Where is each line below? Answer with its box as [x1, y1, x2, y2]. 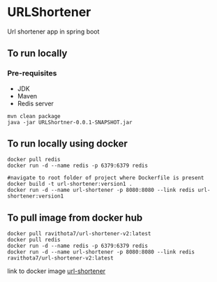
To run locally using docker [7, 138, 128, 150]
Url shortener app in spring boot [7, 27, 100, 36]
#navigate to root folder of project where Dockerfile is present [7, 175, 204, 181]
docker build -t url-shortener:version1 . [7, 181, 133, 188]
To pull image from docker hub [7, 211, 143, 223]
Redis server [17, 99, 54, 107]
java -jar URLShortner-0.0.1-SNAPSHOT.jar [7, 119, 133, 126]
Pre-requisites [7, 68, 57, 78]
